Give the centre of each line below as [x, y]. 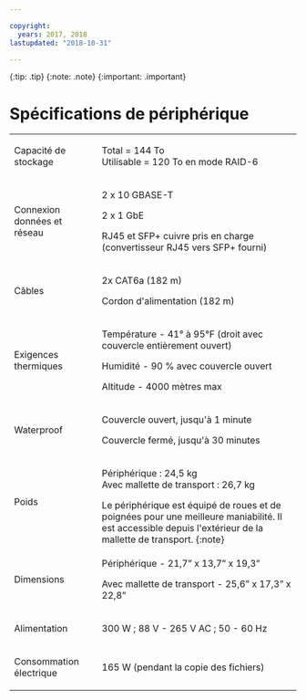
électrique [36, 674]
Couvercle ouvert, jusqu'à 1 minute [177, 420]
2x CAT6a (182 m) [142, 281]
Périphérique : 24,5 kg [149, 474]
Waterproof [39, 430]
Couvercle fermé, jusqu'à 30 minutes [181, 441]
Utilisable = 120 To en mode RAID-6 [180, 162]
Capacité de [40, 151]
